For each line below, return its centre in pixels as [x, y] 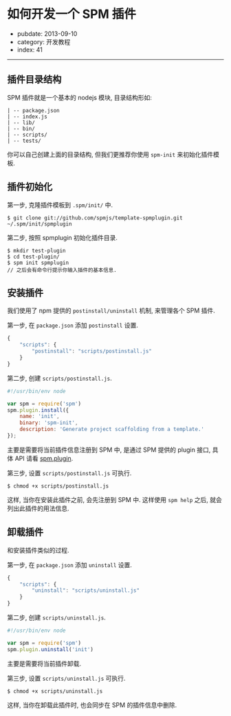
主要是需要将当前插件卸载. [44, 664]
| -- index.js [27, 117]
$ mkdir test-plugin [37, 250]
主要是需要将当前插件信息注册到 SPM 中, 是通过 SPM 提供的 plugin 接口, [109, 450]
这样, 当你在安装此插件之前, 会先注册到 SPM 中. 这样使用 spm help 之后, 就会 [114, 499]
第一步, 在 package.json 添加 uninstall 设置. [70, 565]
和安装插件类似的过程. [38, 550]
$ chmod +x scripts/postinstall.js [58, 486]
